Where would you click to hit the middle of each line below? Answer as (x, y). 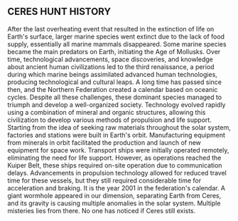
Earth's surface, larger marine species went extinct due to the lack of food (116, 36)
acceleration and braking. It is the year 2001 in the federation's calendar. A (117, 187)
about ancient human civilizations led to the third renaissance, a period (111, 66)
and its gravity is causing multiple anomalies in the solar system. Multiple (114, 203)
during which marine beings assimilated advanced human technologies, (113, 74)
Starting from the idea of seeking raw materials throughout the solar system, (119, 127)
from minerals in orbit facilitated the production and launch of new (104, 143)
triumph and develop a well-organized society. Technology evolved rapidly (117, 104)
